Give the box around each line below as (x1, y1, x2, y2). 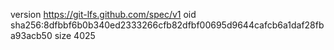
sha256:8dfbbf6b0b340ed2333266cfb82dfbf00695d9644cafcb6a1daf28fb (10, 19, 325, 31)
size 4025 (54, 30, 96, 41)
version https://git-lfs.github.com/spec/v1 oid (10, 9, 197, 20)
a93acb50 (10, 30, 53, 41)
